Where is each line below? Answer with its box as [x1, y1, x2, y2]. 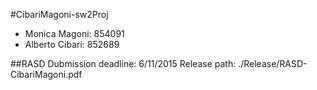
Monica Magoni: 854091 [24, 28, 125, 39]
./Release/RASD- [238, 58, 308, 69]
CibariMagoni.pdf [10, 69, 83, 80]
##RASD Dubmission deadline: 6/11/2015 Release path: [10, 58, 237, 69]
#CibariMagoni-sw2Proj [10, 9, 109, 20]
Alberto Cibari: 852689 [24, 39, 120, 50]
